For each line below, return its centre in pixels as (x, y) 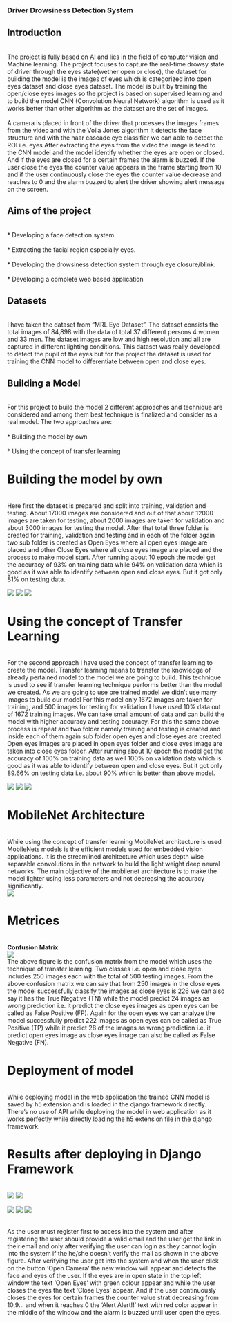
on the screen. (28, 189)
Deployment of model (70, 1070)
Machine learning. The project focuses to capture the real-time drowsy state (116, 64)
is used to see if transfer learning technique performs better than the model (115, 685)
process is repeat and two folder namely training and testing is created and (114, 729)
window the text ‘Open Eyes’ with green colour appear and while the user (112, 1283)
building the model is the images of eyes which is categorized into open (109, 79)
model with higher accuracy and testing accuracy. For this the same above (113, 722)
